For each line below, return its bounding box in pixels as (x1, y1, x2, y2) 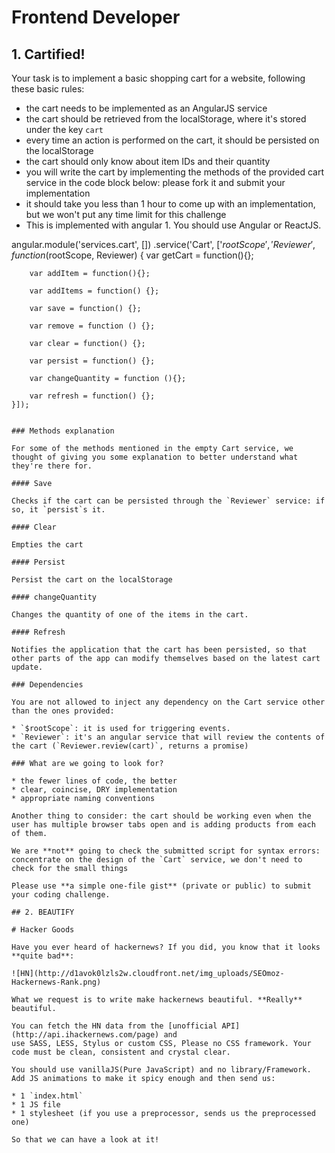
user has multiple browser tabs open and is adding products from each (11, 820, 316, 830)
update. (11, 662, 44, 672)
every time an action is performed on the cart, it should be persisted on (25, 134, 320, 146)
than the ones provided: (11, 706, 115, 716)
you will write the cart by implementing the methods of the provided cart (25, 166, 324, 178)
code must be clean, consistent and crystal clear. (11, 1047, 231, 1057)
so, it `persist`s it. (11, 505, 106, 515)
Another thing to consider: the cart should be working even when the (11, 811, 312, 821)
